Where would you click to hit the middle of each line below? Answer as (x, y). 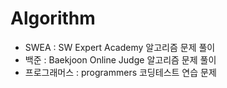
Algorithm (53, 18)
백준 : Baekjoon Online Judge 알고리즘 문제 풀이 (120, 59)
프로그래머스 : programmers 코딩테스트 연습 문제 (120, 72)
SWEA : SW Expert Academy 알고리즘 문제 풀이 (120, 47)
